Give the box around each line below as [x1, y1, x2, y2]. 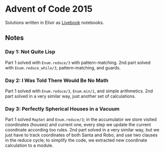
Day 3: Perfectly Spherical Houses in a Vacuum [5, 105, 120, 112]
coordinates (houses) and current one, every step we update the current [5, 122, 151, 128]
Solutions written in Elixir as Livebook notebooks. [5, 20, 104, 25]
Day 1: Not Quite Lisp [5, 48, 55, 55]
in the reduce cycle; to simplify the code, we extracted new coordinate [5, 137, 147, 143]
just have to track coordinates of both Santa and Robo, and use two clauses [5, 132, 158, 138]
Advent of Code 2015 [5, 3, 93, 15]
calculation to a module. [5, 143, 54, 149]
